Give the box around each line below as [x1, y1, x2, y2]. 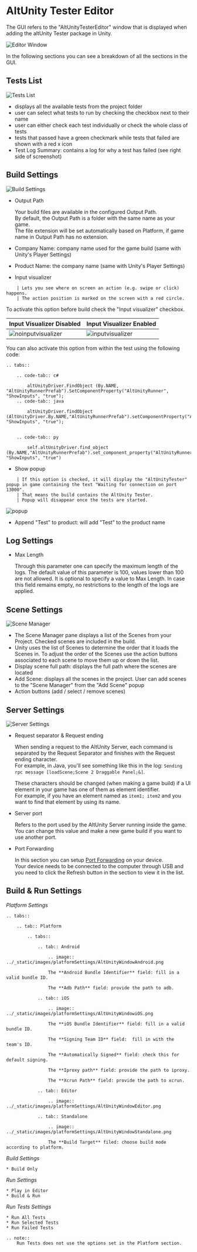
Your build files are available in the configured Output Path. [14, 208, 157, 215]
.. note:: [6, 1235, 30, 1241]
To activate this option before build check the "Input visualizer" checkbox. [6, 306, 185, 313]
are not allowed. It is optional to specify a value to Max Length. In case [14, 575, 185, 583]
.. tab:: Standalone [37, 1113, 88, 1119]
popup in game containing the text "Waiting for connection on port [6, 481, 177, 487]
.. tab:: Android [37, 943, 80, 950]
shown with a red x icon [14, 140, 73, 148]
